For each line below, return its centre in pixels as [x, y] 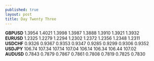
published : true [22, 10]
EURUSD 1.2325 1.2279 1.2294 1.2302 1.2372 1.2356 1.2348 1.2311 [73, 38]
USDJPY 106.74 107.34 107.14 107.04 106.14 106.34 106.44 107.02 [71, 49]
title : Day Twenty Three [31, 19]
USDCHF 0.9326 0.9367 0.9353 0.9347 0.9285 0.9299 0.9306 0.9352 [77, 44]
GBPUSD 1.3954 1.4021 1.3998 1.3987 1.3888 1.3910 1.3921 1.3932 [72, 33]
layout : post [19, 14]
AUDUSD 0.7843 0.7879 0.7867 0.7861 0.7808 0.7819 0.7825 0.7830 [75, 54]
